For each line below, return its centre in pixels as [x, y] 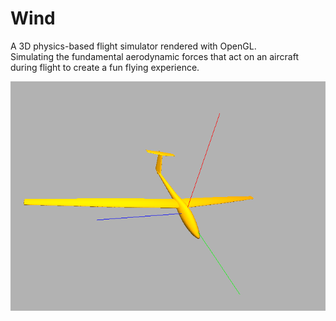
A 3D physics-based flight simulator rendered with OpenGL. [133, 46]
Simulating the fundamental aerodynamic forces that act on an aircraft [154, 56]
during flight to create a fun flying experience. [105, 67]
